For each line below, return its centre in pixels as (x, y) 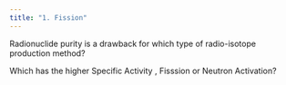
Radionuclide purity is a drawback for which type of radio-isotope (133, 43)
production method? (47, 53)
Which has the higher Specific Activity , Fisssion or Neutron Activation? (143, 71)
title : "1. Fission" (49, 18)
